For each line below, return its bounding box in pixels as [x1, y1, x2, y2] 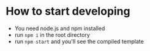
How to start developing [6, 4, 130, 18]
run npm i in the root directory [14, 31, 90, 38]
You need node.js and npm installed [14, 25, 105, 32]
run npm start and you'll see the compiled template [14, 37, 144, 45]
